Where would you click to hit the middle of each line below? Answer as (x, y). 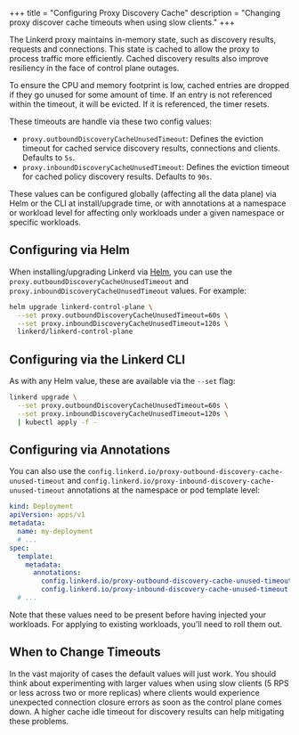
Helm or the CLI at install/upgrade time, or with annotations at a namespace (148, 203)
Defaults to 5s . (48, 158)
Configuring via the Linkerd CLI (97, 359)
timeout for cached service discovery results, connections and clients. (151, 148)
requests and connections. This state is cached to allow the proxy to (134, 49)
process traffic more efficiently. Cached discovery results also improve (139, 58)
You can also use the (48, 471)
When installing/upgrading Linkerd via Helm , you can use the (121, 272)
